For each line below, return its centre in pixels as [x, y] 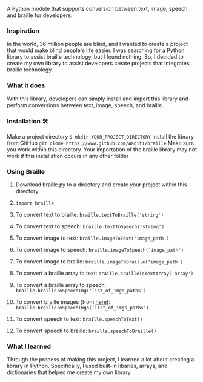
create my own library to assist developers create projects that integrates [98, 64]
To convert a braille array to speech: [61, 285]
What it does [26, 85]
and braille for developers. [40, 15]
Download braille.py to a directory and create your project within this [101, 185]
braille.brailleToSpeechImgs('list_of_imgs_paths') [82, 308]
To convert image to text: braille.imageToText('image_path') [92, 238]
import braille [35, 203]
